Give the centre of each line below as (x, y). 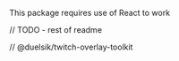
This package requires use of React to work (90, 13)
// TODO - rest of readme (56, 30)
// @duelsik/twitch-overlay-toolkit (71, 47)
